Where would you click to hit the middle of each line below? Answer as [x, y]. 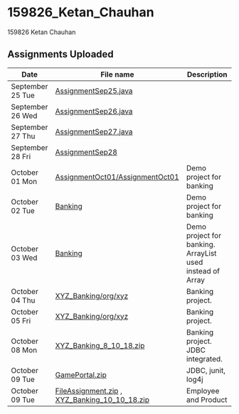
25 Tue [23, 95]
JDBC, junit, [206, 370]
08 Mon [24, 350]
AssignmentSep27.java [94, 131]
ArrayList [201, 253]
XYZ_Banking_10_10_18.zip [102, 400]
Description [207, 74]
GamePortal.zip [81, 375]
